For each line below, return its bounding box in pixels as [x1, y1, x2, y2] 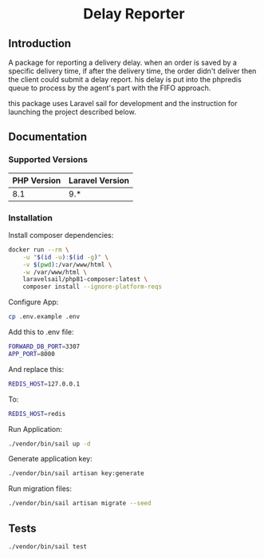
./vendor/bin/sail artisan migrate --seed [8, 500, 152, 508]
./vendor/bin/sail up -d [8, 440, 91, 448]
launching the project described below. [8, 107, 137, 117]
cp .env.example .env [8, 313, 81, 321]
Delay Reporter [83, 5, 185, 23]
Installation [8, 212, 53, 224]
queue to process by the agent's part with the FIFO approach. [8, 83, 211, 93]
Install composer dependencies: [8, 230, 114, 239]
